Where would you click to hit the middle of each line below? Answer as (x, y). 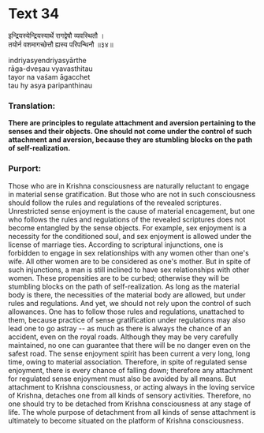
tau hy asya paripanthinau (50, 85)
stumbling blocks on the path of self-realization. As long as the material (124, 286)
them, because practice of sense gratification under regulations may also (127, 319)
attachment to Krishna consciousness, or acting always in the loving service (132, 386)
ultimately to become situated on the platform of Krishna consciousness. (126, 420)
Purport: (25, 169)
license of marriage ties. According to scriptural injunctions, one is (116, 244)
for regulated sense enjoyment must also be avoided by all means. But (122, 379)
